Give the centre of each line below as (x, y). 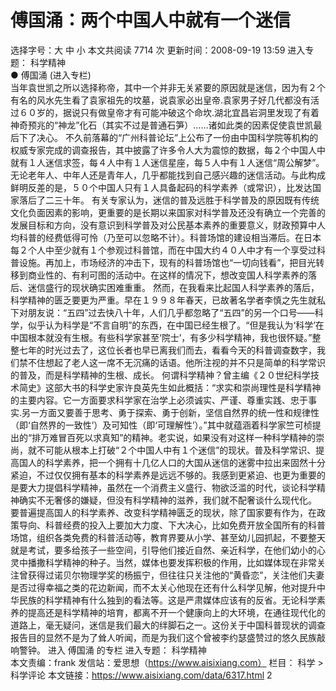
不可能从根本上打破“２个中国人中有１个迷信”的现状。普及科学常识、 (176, 450)
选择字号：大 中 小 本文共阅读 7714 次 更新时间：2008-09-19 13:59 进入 (158, 50)
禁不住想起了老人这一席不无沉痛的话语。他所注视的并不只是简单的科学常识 (172, 362)
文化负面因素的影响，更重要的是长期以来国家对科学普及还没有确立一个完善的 (168, 212)
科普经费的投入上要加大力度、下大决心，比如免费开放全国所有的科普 (185, 525)
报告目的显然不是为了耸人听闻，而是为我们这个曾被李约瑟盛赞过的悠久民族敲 (168, 637)
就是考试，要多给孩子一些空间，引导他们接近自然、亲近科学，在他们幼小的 (163, 550)
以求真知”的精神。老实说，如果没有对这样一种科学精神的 (200, 437)
